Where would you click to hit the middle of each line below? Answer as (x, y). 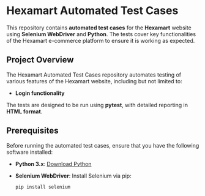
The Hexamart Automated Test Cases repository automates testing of (94, 75)
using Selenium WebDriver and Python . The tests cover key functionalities (101, 34)
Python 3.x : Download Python (53, 164)
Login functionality (40, 93)
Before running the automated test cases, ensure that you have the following (103, 145)
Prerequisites (32, 131)
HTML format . (24, 111)
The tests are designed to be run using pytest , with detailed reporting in (97, 105)
